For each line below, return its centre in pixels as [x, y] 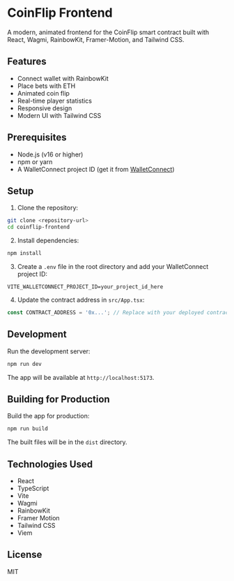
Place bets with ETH [46, 86]
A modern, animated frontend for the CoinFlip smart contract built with [108, 32]
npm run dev [24, 364]
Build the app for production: [48, 416]
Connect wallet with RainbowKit [63, 78]
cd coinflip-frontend [39, 227]
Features [27, 62]
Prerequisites [37, 138]
